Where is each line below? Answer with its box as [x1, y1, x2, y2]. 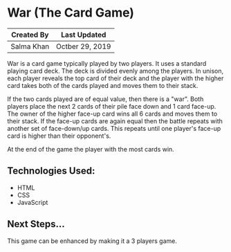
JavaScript [17, 198, 48, 206]
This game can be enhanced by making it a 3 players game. [7, 237, 178, 245]
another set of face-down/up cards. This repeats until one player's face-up [7, 124, 221, 132]
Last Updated [61, 30, 107, 39]
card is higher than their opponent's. [7, 132, 111, 140]
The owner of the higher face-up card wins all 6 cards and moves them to [7, 109, 218, 118]
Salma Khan [10, 42, 50, 51]
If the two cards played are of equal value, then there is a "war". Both [7, 95, 204, 103]
